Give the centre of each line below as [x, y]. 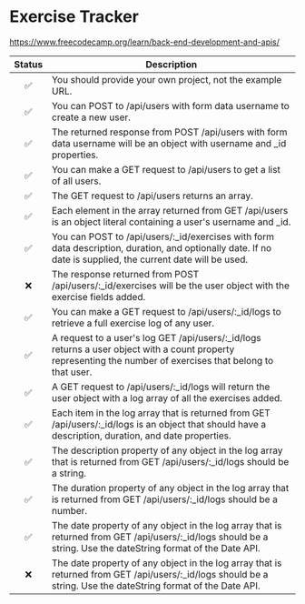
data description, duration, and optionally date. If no [162, 247]
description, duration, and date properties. [141, 436]
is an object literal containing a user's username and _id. [171, 222]
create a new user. [91, 117]
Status [29, 64]
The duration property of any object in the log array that [170, 488]
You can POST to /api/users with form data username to [171, 106]
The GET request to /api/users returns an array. [152, 196]
